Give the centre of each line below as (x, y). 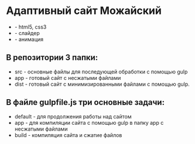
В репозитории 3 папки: (52, 57)
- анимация (29, 39)
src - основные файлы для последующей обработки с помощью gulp (101, 72)
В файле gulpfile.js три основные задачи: (85, 102)
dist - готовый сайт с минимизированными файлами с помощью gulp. (102, 84)
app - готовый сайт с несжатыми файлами (68, 78)
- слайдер (27, 33)
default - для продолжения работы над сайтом (73, 116)
